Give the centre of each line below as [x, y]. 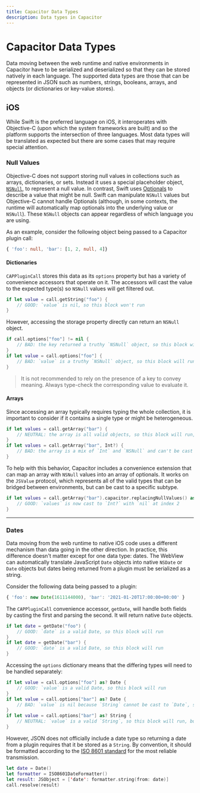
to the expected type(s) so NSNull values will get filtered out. [80, 288]
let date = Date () [29, 768]
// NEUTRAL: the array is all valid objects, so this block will [100, 434]
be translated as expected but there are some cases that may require [91, 141]
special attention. [27, 147]
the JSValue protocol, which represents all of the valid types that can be [94, 481]
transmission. [23, 757]
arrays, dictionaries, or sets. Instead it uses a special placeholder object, [95, 182]
